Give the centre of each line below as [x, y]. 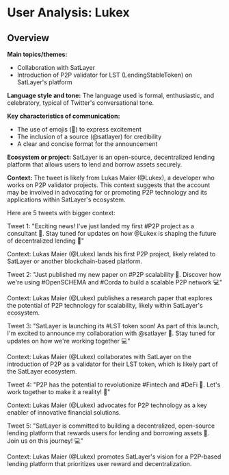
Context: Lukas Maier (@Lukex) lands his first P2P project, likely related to [111, 254]
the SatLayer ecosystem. [42, 371]
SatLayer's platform [45, 82]
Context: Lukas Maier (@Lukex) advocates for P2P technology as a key [107, 405]
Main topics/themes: [37, 54]
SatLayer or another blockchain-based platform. [75, 261]
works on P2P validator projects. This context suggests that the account [109, 185]
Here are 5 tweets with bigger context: [61, 213]
